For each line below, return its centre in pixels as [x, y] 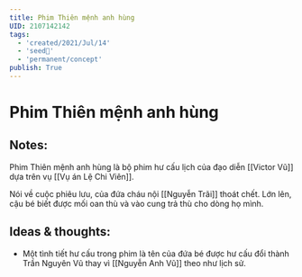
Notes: [28, 145]
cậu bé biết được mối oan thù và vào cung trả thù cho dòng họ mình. [137, 203]
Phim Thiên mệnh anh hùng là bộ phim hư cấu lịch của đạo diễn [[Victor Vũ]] [151, 166]
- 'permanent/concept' [60, 59]
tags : [19, 34]
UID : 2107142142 [40, 26]
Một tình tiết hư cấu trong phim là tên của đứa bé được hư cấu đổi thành [156, 254]
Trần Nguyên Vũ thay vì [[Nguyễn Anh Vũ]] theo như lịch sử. [134, 263]
